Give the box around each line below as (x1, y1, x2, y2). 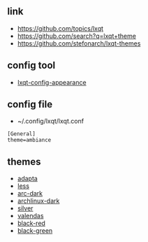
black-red (17, 219, 45, 227)
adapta (17, 175, 38, 183)
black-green (17, 227, 53, 235)
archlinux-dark (17, 196, 60, 206)
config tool (7, 60, 56, 72)
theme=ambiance (7, 137, 52, 144)
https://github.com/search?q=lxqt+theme (17, 32, 136, 40)
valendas (17, 212, 44, 220)
